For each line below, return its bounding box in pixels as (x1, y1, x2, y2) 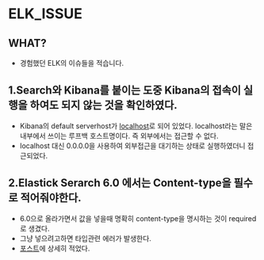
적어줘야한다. (20, 191, 82, 205)
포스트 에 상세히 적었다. (19, 243, 90, 253)
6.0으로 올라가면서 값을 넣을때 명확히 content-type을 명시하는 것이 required (19, 213, 257, 223)
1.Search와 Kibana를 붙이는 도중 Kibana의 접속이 (8, 84, 242, 97)
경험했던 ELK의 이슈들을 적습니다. (19, 59, 124, 67)
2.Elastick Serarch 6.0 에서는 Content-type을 (8, 176, 231, 190)
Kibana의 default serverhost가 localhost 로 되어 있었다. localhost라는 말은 (19, 120, 253, 131)
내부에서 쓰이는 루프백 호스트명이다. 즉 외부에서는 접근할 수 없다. (19, 131, 220, 140)
